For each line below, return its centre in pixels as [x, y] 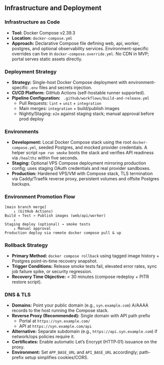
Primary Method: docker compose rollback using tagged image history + [85, 255]
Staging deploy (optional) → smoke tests [48, 224]
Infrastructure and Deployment [53, 8]
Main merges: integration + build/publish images [69, 108]
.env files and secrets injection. [60, 87]
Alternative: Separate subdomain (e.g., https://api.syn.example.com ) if [84, 332]
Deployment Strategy [31, 72]
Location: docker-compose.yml [42, 38]
